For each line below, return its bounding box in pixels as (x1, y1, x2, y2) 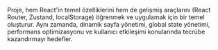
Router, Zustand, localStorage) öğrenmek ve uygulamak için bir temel (7, 13, 205, 21)
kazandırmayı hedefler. (7, 35, 73, 43)
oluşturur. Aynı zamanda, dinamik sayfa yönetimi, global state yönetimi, (7, 21, 210, 28)
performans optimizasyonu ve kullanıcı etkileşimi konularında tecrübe (7, 27, 206, 36)
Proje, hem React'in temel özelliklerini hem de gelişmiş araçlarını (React (7, 6, 211, 14)
